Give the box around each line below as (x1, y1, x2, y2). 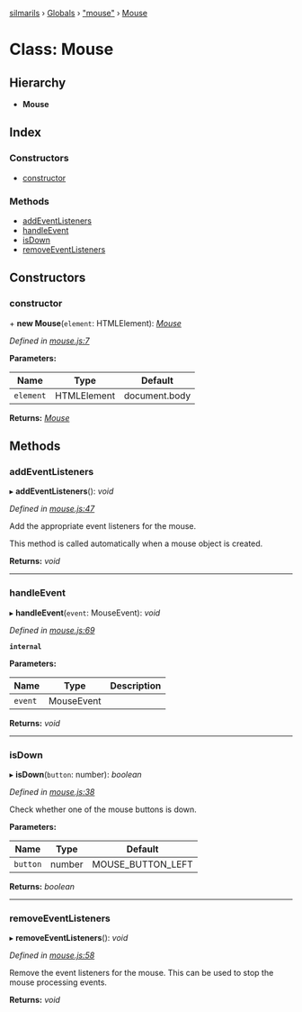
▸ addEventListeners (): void (9, 486, 114, 497)
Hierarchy (9, 75, 67, 90)
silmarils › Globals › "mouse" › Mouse (9, 8, 148, 18)
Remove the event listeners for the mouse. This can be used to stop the (9, 968, 274, 979)
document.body (123, 389, 191, 402)
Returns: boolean (9, 880, 75, 891)
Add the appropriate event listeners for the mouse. (9, 521, 197, 532)
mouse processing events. (9, 977, 108, 988)
